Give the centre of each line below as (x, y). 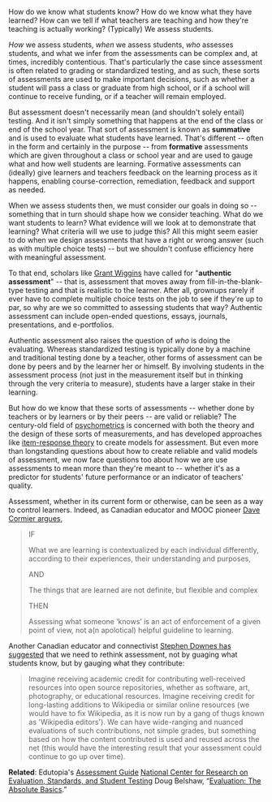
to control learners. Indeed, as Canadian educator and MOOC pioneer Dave (134, 510)
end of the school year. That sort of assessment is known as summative (130, 129)
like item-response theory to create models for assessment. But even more (134, 442)
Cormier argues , (36, 518)
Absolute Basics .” (38, 789)
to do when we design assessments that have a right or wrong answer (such (136, 240)
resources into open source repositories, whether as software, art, (139, 688)
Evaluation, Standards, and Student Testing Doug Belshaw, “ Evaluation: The (135, 781)
